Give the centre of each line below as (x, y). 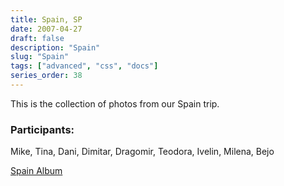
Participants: (42, 129)
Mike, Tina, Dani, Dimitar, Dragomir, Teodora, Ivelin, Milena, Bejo (142, 152)
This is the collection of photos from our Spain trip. (115, 103)
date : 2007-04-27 (46, 29)
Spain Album (36, 171)
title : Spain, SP (46, 19)
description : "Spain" (55, 47)
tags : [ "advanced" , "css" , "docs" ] (84, 66)
